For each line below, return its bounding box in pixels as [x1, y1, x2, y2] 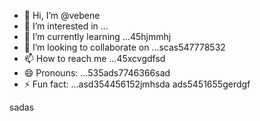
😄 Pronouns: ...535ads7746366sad [23, 67, 171, 79]
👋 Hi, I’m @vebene [23, 10, 101, 21]
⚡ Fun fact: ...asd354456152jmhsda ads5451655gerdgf [23, 78, 251, 90]
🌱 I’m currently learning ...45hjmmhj [23, 31, 172, 42]
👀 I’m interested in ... [23, 20, 109, 32]
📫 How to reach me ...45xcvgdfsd [23, 53, 166, 64]
